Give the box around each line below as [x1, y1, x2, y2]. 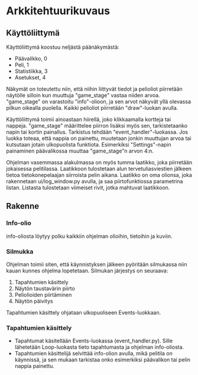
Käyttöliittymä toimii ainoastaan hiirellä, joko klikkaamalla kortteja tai [6, 116, 171, 123]
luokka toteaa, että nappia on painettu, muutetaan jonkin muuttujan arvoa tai [6, 135, 191, 142]
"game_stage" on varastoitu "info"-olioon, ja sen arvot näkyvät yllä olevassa [6, 98, 191, 105]
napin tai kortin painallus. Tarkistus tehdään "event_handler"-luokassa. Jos [6, 129, 188, 135]
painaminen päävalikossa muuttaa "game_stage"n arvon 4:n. [6, 147, 154, 154]
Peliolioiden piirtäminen [14, 291, 72, 298]
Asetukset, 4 [14, 74, 46, 81]
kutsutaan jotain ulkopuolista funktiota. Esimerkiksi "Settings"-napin [6, 141, 171, 148]
